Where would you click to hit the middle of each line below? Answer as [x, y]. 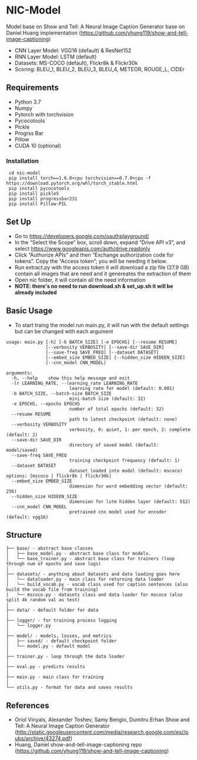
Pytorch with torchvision [44, 114]
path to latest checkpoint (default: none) [123, 419]
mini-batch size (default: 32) [107, 399]
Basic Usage [29, 311]
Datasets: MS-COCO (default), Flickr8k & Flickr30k [76, 63]
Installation [23, 161]
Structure [24, 535]
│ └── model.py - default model [49, 646]
